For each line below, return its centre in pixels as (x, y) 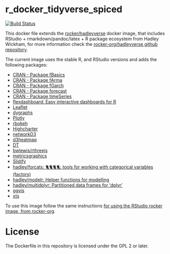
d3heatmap (25, 139)
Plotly (19, 118)
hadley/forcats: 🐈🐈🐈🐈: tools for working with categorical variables (83, 167)
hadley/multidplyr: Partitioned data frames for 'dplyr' (68, 185)
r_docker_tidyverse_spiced (64, 9)
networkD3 (24, 134)
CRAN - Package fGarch (38, 86)
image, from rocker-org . (31, 211)
